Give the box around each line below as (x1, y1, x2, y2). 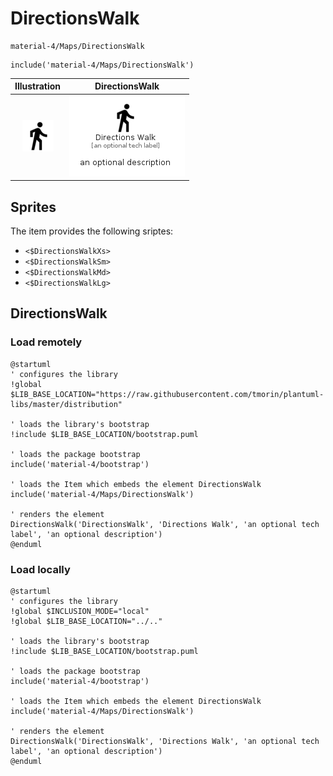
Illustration (14, 80, 62, 92)
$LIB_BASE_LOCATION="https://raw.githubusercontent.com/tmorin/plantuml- (10, 389, 325, 399)
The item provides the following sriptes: (10, 225, 174, 237)
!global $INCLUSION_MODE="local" (10, 606, 150, 616)
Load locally (10, 562, 71, 576)
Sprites (10, 198, 57, 216)
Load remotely (10, 335, 83, 349)
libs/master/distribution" (10, 399, 123, 409)
